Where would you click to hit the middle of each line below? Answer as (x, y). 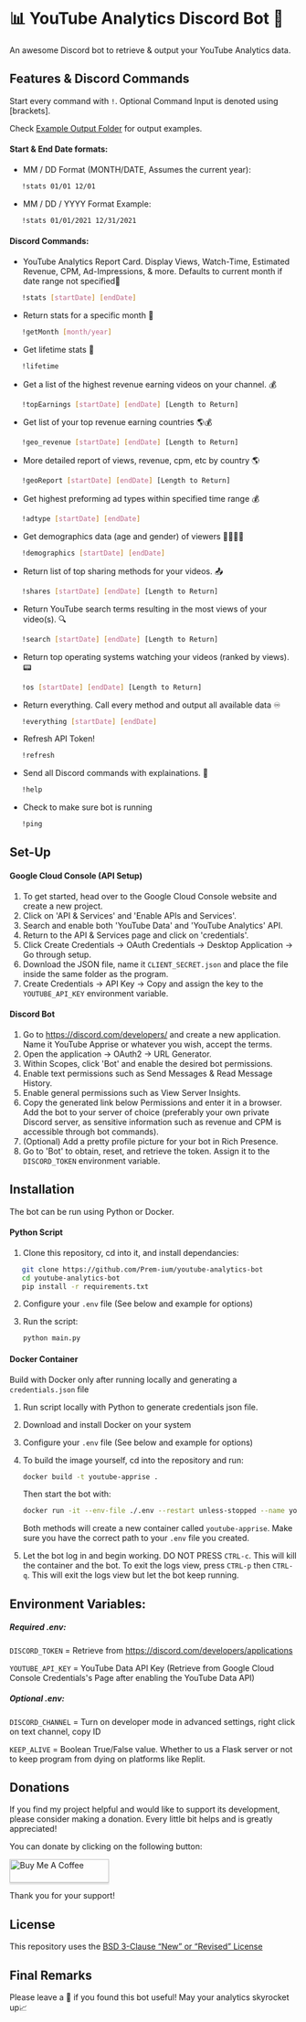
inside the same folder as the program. (95, 974)
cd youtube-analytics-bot (71, 1278)
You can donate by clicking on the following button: (106, 1846)
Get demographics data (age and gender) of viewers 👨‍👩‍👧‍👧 (133, 537)
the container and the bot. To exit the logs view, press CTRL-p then (147, 1566)
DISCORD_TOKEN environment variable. (91, 1160)
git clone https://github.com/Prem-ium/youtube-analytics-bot (142, 1269)
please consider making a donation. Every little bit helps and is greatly (141, 1819)
